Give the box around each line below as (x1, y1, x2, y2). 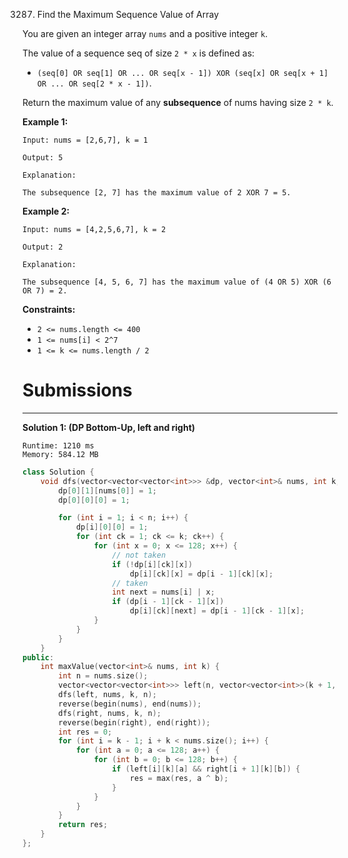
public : (22, 652, 55, 663)
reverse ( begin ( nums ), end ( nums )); (58, 699, 202, 709)
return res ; (58, 820, 109, 830)
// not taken (111, 550, 167, 560)
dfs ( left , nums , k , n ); (58, 690, 157, 700)
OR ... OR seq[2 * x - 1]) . (36, 77, 152, 89)
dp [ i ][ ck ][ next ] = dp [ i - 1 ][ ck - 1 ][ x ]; (129, 606, 305, 616)
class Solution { (22, 467, 95, 477)
